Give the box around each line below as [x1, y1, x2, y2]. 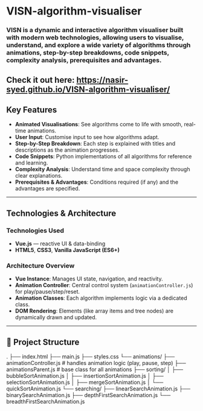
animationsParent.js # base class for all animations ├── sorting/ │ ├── [6, 366, 183, 373]
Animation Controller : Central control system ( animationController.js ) [14, 282, 193, 289]
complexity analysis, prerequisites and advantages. [6, 56, 162, 65]
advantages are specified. [14, 185, 80, 192]
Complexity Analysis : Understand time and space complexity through [14, 166, 190, 173]
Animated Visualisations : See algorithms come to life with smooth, [14, 121, 183, 128]
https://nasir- [76, 74, 129, 85]
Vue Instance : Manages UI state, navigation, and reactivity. [14, 275, 163, 282]
